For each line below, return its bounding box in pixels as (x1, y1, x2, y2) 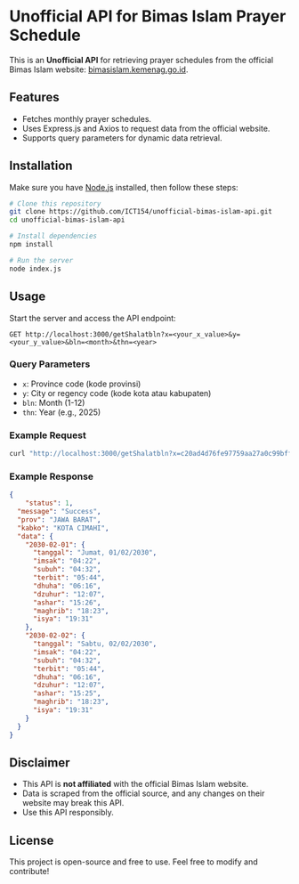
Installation (9, 158, 73, 174)
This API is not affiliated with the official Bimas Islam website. (21, 779, 249, 790)
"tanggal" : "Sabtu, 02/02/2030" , (32, 639, 158, 649)
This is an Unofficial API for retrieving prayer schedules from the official (9, 54, 274, 65)
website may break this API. (21, 798, 125, 808)
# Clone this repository (9, 199, 101, 208)
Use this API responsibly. (21, 807, 114, 818)
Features (9, 90, 60, 105)
